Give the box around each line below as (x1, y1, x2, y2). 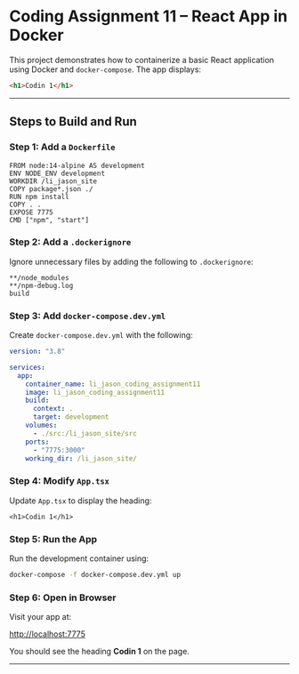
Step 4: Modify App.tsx (9, 475, 109, 487)
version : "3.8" (9, 347, 66, 357)
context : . (32, 405, 74, 413)
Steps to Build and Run (9, 114, 138, 130)
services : (9, 363, 46, 372)
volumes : (25, 421, 58, 430)
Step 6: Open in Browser (9, 591, 117, 604)
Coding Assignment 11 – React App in (9, 6, 287, 27)
